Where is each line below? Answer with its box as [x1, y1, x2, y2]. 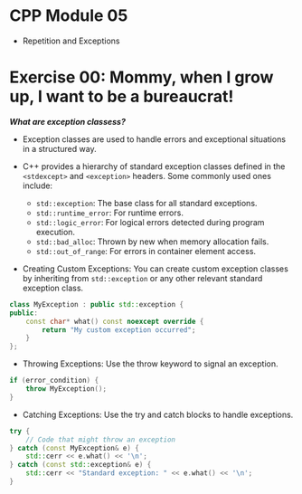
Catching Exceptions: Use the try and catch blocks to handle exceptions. [22, 409, 294, 420]
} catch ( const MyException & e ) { [9, 443, 140, 452]
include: [22, 180, 52, 191]
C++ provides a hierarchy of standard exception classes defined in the [22, 160, 286, 172]
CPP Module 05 [9, 5, 128, 26]
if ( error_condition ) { [9, 376, 99, 385]
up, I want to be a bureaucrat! [9, 87, 234, 107]
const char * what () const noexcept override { [25, 317, 204, 326]
